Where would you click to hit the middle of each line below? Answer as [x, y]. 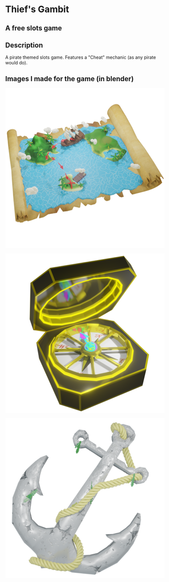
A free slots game [34, 28]
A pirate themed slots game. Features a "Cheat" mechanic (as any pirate [81, 57]
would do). [16, 63]
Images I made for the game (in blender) [70, 79]
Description [24, 45]
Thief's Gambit [37, 9]
